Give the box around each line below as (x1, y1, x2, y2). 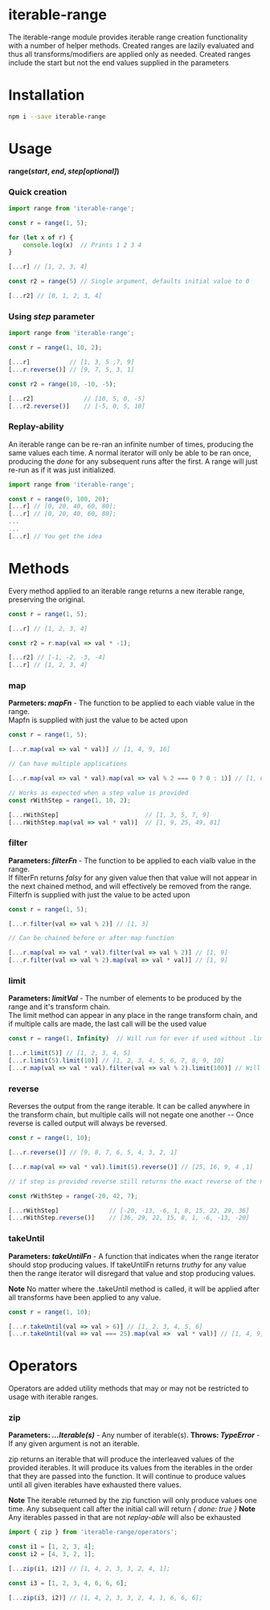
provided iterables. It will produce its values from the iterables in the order (8, 1463, 253, 1473)
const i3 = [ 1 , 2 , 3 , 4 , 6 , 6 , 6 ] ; (8, 1579, 128, 1588)
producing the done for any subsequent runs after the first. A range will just (8, 456, 259, 466)
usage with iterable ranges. (8, 1392, 99, 1402)
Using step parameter (8, 311, 95, 322)
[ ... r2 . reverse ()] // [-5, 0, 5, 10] (8, 402, 146, 411)
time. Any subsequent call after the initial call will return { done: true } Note (8, 1504, 256, 1514)
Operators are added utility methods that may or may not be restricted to (8, 1383, 249, 1393)
